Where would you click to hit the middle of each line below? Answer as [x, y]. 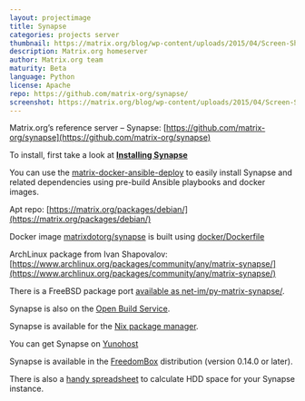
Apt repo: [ [30, 210]
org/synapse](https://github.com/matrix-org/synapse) [110, 138]
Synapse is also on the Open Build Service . [90, 308]
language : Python [42, 77]
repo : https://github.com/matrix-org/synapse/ [99, 93]
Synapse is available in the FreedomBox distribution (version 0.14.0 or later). [151, 362]
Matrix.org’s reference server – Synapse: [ [88, 128]
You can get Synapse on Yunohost [74, 344]
